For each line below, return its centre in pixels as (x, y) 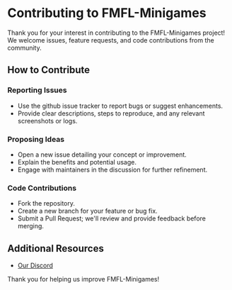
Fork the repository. (46, 203)
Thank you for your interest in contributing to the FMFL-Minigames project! (116, 33)
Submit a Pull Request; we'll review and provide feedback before (112, 218)
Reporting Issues (37, 90)
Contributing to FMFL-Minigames (107, 13)
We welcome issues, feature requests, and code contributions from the (111, 40)
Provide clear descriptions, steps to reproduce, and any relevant (111, 113)
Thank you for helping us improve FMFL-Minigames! (83, 279)
